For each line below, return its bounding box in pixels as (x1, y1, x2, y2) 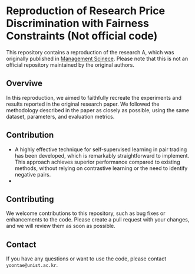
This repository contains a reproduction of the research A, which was (6, 48, 174, 56)
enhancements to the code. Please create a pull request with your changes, (6, 216, 190, 223)
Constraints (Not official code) (6, 30, 158, 43)
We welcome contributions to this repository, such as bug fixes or (6, 210, 166, 217)
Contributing (6, 194, 54, 204)
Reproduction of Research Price (6, 4, 166, 18)
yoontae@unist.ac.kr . (6, 262, 58, 269)
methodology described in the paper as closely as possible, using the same (6, 106, 190, 113)
